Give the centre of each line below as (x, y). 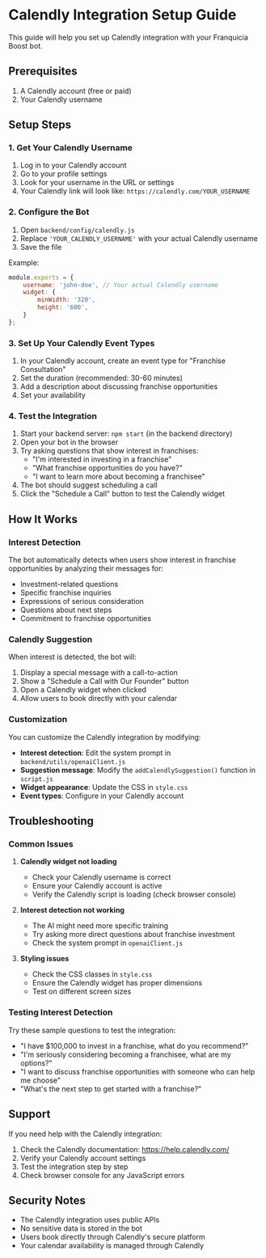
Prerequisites (43, 72)
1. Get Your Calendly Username (71, 148)
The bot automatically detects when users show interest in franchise (122, 560)
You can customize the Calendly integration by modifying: (105, 737)
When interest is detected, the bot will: (73, 657)
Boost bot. (25, 45)
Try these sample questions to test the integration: (92, 1030)
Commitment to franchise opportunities (86, 618)
